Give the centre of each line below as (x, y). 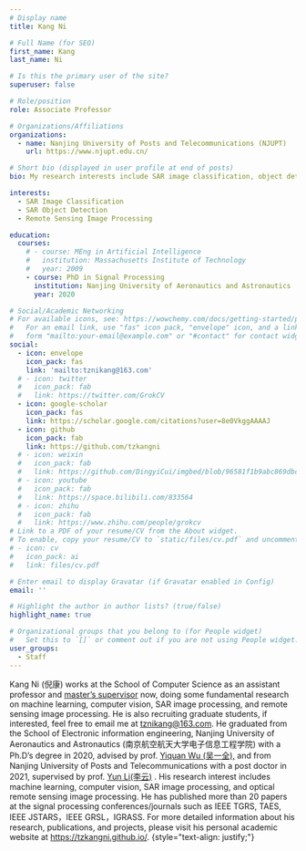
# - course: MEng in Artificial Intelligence (114, 252)
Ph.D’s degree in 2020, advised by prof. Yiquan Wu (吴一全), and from (140, 755)
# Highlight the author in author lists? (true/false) (116, 607)
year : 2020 (54, 294)
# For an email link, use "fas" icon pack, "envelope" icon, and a (144, 328)
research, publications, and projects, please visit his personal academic (143, 827)
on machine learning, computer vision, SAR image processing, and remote (149, 704)
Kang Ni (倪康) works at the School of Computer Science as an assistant (145, 684)
